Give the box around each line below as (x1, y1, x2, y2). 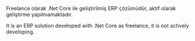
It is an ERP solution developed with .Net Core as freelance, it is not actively (6, 23, 189, 29)
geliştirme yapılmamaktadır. (6, 11, 73, 18)
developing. (6, 28, 35, 35)
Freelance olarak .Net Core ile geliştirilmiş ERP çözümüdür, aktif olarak (6, 5, 176, 12)
